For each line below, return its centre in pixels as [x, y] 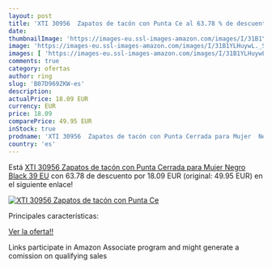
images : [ [25, 53]
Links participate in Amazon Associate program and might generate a [124, 247]
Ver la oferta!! [31, 231]
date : [17, 31]
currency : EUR [32, 106]
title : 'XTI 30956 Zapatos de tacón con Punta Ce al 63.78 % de [121, 23]
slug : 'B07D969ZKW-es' [47, 83]
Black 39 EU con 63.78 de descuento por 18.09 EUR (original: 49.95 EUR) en [136, 176]
